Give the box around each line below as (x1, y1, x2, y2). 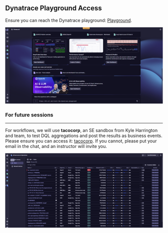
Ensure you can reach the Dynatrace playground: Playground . (5, 17, 132, 23)
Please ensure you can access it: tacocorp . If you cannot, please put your (5, 138, 157, 144)
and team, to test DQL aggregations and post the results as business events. (5, 132, 162, 139)
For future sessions (5, 111, 53, 118)
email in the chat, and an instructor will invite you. (5, 143, 107, 149)
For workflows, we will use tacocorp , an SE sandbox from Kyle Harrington (5, 127, 158, 133)
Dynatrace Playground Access (5, 4, 102, 12)
